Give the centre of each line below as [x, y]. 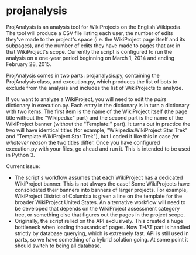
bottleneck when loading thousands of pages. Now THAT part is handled [102, 227]
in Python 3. [20, 155]
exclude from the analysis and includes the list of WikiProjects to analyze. [94, 88]
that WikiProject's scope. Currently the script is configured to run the [89, 51]
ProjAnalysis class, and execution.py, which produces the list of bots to [92, 81]
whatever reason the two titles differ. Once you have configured [83, 142]
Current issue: [23, 166]
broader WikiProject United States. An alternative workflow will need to [100, 202]
